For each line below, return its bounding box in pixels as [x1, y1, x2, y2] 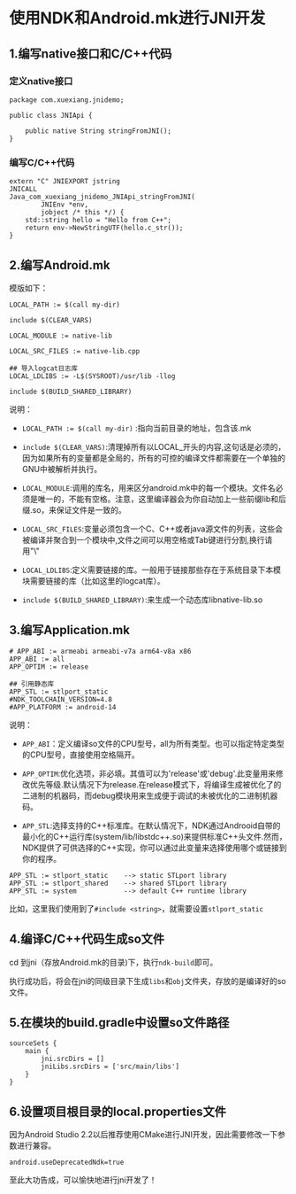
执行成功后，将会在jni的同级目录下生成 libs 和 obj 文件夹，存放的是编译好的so [9, 975, 286, 986]
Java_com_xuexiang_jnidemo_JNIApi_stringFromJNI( [9, 192, 196, 202]
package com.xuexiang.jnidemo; [9, 95, 125, 105]
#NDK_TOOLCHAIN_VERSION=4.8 [9, 694, 113, 704]
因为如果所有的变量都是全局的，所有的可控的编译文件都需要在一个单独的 [21, 453, 285, 463]
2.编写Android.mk [9, 258, 110, 273]
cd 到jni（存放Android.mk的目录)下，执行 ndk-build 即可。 [9, 957, 218, 967]
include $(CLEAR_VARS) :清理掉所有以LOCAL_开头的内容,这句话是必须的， [21, 441, 286, 452]
